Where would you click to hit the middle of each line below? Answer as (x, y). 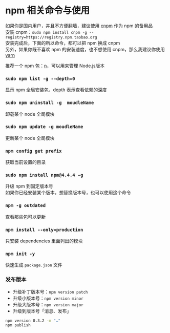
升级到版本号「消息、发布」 (42, 311)
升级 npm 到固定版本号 (29, 186)
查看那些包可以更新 (26, 217)
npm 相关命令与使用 (48, 11)
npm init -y (20, 254)
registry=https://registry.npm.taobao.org (51, 37)
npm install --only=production (44, 230)
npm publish (18, 325)
